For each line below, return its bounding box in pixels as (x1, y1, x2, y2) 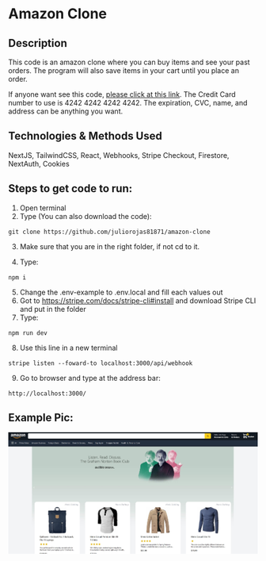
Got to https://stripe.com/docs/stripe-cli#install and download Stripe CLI (19, 295, 256, 305)
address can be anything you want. (8, 106, 123, 116)
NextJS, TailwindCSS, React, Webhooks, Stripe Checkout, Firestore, (8, 150, 230, 159)
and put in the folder (19, 304, 86, 313)
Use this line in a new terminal (19, 343, 118, 352)
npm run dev (8, 329, 47, 337)
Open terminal (19, 203, 66, 213)
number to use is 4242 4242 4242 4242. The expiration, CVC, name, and (8, 98, 248, 107)
